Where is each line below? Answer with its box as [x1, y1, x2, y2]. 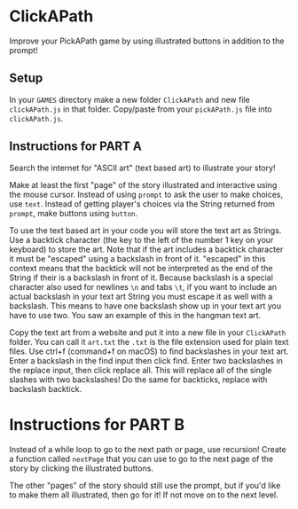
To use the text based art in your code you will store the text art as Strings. [9, 224, 282, 236]
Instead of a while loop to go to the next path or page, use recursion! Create [9, 443, 286, 454]
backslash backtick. [9, 383, 82, 394]
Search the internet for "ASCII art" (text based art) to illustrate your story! [9, 162, 276, 173]
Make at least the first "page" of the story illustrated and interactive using [9, 179, 278, 190]
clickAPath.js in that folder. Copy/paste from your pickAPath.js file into [9, 104, 272, 114]
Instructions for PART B [9, 414, 184, 435]
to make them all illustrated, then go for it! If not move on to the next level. [9, 489, 278, 500]
